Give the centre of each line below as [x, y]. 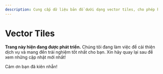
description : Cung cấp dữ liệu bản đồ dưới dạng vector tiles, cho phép [80, 9]
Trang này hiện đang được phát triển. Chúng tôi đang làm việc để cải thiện [80, 47]
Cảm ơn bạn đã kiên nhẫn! [31, 66]
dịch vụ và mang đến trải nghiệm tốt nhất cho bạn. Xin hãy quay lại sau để [79, 52]
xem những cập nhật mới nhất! [36, 57]
